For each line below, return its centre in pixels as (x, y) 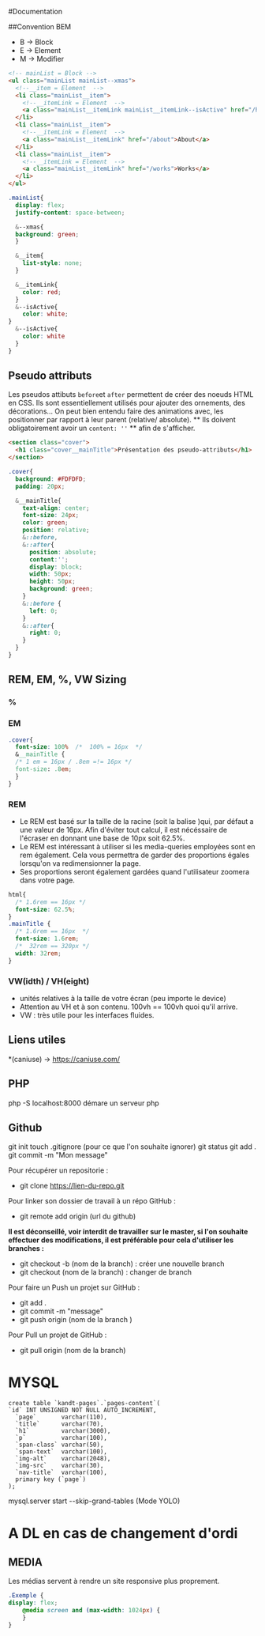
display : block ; (56, 567)
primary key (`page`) (51, 1479)
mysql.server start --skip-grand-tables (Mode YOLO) (94, 1501)
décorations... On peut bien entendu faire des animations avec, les (116, 411)
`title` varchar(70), (60, 1424)
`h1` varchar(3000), (63, 1431)
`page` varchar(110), (62, 1417)
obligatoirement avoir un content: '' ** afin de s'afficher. (102, 428)
